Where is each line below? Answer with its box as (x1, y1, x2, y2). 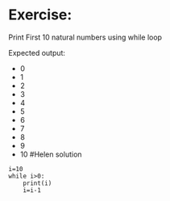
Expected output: (8, 48, 66, 57)
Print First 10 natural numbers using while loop (8, 32, 163, 42)
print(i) (23, 179, 52, 187)
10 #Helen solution (19, 149, 82, 159)
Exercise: (8, 6, 73, 24)
